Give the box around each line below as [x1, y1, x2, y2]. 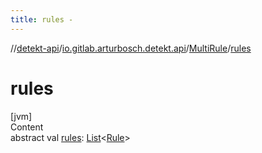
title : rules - [10, 14, 74, 25]
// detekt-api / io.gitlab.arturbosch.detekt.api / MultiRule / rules [10, 42, 252, 54]
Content [10, 121, 44, 133]
